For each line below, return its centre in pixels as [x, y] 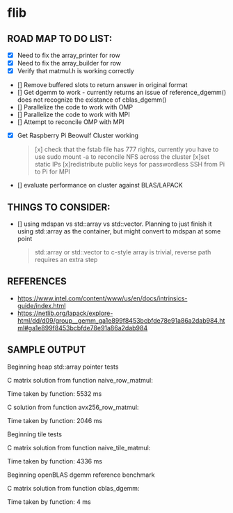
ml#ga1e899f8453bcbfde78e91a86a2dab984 [82, 328]
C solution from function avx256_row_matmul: [73, 407]
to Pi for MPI [53, 171]
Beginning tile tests [35, 434]
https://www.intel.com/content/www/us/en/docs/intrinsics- [102, 298]
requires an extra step [66, 260]
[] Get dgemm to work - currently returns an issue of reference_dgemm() [122, 93]
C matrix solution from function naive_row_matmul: [80, 380]
